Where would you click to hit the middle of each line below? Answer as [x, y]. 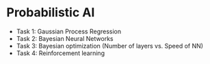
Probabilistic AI [51, 13]
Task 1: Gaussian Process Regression [69, 31]
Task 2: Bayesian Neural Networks [65, 38]
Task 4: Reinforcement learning [61, 53]
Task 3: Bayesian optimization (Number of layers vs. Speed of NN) [109, 46]
